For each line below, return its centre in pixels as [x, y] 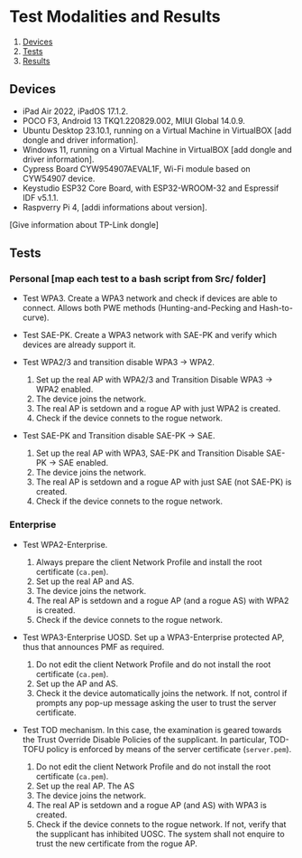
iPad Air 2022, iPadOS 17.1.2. [75, 111]
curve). [36, 317]
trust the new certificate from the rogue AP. [117, 844]
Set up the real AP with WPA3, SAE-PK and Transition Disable [150, 453]
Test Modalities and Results [115, 17]
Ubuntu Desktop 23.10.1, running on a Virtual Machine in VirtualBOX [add [157, 130]
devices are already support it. [79, 344]
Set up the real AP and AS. [85, 581]
